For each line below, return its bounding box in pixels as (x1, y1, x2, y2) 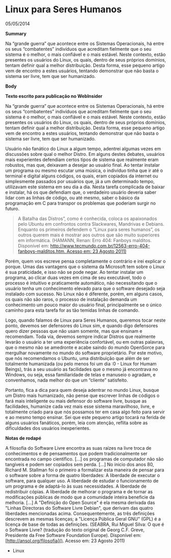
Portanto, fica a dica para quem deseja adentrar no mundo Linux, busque (5, 387, 159, 393)
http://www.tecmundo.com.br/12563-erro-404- (50, 243, 151, 249)
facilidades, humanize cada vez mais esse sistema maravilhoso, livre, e (5, 403, 155, 409)
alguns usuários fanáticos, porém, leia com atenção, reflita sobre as (5, 420, 148, 426)
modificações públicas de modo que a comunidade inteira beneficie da (5, 494, 155, 500)
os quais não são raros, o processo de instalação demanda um (5, 296, 137, 302)
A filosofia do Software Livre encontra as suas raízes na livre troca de (5, 445, 152, 451)
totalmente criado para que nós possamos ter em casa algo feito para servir (5, 409, 165, 415)
